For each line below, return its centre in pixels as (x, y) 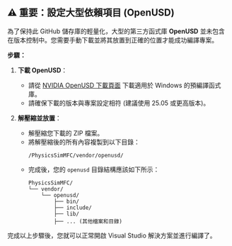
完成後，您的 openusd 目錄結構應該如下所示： (94, 169)
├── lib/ (66, 214)
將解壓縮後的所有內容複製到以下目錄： (84, 142)
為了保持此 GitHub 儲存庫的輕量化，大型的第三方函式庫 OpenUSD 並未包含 (116, 31)
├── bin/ (66, 201)
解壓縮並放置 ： (39, 118)
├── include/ (72, 208)
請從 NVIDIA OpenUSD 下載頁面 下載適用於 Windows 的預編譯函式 (124, 85)
